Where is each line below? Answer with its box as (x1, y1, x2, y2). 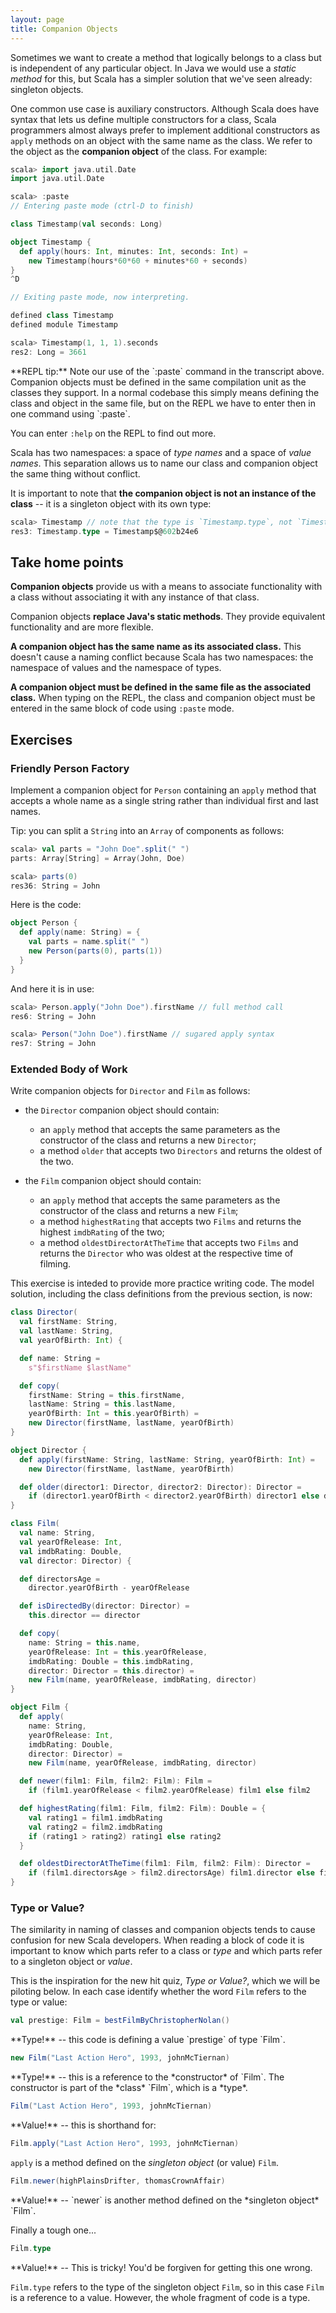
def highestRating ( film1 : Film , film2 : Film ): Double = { (19, 1804, 267, 1814)
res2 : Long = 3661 (10, 347, 87, 357)
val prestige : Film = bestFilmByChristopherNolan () (10, 2016, 230, 2026)
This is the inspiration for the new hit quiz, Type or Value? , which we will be (10, 1975, 321, 1987)
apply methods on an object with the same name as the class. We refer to (10, 134, 313, 146)
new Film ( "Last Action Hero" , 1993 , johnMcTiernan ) (10, 2053, 230, 2063)
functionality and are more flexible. (10, 621, 154, 633)
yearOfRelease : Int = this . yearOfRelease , (28, 1647, 208, 1657)
